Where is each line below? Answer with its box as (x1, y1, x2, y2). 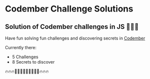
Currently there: (5, 45, 37, 50)
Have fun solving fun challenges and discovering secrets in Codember (5, 35, 146, 41)
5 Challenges (12, 54, 39, 60)
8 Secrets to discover (12, 59, 55, 65)
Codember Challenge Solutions (5, 3, 134, 14)
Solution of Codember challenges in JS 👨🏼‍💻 (5, 23, 139, 31)
